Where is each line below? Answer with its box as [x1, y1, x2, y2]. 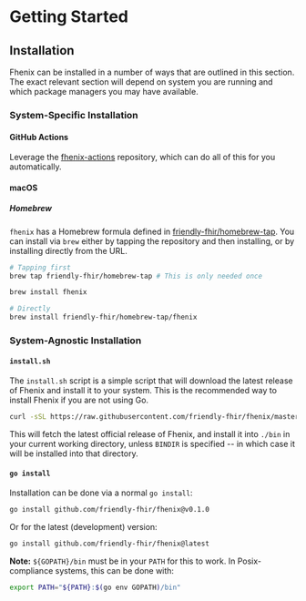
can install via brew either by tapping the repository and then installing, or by [9, 235, 295, 247]
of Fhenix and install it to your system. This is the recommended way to [9, 385, 278, 396]
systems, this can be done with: [55, 565, 175, 576]
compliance [9, 565, 54, 576]
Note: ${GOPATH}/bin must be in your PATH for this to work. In [9, 555, 236, 566]
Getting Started [9, 6, 129, 27]
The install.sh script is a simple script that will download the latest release [9, 375, 293, 386]
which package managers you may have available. [9, 87, 199, 97]
